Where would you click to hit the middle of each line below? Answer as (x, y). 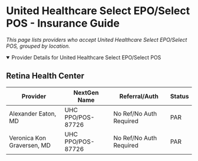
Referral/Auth (139, 96)
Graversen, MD (30, 145)
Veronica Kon (27, 138)
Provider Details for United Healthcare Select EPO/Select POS (86, 57)
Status (179, 96)
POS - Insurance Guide (63, 23)
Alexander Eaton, (33, 113)
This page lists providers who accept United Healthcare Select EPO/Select (97, 40)
